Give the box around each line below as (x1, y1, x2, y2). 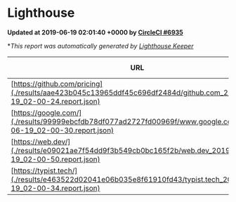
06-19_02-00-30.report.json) (11, 125, 114, 135)
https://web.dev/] (13, 137, 71, 147)
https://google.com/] (13, 107, 82, 117)
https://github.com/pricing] (13, 79, 103, 88)
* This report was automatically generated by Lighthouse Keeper (7, 41, 194, 50)
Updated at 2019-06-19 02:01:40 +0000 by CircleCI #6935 (7, 28, 184, 36)
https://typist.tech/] (13, 166, 78, 175)
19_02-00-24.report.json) (11, 96, 100, 106)
